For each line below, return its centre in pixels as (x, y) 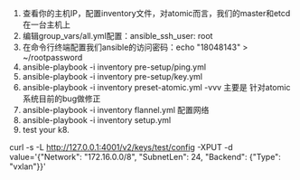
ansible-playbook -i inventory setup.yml (97, 120)
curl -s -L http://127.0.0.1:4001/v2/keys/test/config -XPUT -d (121, 147)
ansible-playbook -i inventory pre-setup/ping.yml (114, 67)
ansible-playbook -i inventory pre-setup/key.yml (112, 76)
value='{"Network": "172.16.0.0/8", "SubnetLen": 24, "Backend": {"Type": (145, 157)
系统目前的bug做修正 (61, 99)
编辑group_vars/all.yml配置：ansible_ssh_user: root (117, 36)
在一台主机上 (46, 24)
